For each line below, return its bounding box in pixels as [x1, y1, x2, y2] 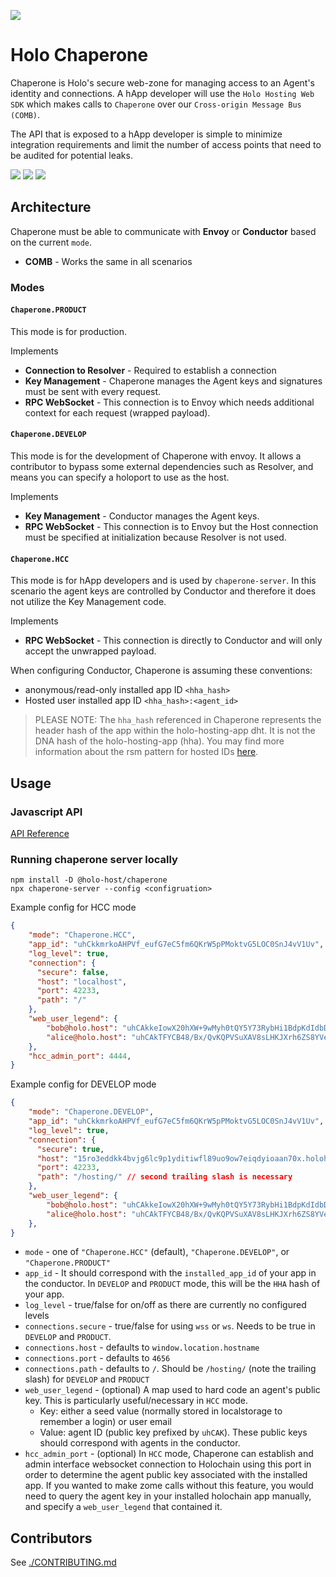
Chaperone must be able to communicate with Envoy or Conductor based [10, 225, 317, 237]
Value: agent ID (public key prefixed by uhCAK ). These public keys [39, 1426, 308, 1439]
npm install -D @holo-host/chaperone [10, 875, 168, 885]
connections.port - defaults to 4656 [24, 1352, 171, 1364]
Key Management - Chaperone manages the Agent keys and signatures [24, 375, 323, 387]
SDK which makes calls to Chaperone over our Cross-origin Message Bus [10, 98, 302, 110]
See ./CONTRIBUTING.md [10, 1556, 117, 1569]
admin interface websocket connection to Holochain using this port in [24, 1458, 312, 1470]
